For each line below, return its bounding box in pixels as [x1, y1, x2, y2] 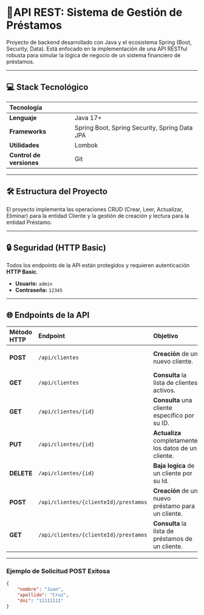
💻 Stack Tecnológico [6, 82, 89, 93]
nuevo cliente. [152, 357, 193, 366]
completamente [152, 437, 199, 445]
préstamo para [152, 502, 195, 510]
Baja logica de [152, 462, 195, 470]
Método [9, 328, 32, 337]
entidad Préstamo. [6, 219, 53, 226]
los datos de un [152, 444, 197, 452]
